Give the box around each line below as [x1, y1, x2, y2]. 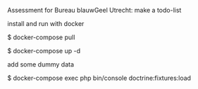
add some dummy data [7, 60, 75, 69]
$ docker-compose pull [7, 33, 75, 41]
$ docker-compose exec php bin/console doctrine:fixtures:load [7, 74, 192, 82]
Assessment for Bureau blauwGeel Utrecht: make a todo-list [7, 6, 182, 14]
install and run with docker [7, 20, 85, 27]
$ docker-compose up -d [7, 47, 81, 55]
